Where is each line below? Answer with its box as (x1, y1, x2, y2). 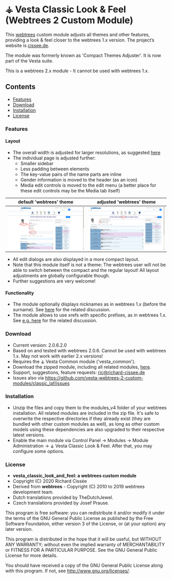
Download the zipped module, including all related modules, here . (12, 364, 152, 370)
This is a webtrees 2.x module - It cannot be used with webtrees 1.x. (5, 68, 149, 74)
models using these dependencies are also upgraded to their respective (12, 426, 165, 432)
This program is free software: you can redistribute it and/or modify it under (5, 510, 165, 516)
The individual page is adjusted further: (12, 155, 96, 161)
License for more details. (5, 552, 58, 558)
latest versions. (12, 432, 45, 438)
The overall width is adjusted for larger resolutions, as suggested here (12, 149, 161, 155)
